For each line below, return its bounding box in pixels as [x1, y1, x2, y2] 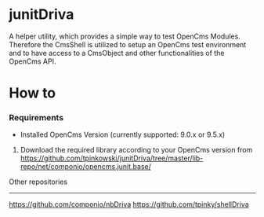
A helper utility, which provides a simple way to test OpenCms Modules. [9, 31, 241, 41]
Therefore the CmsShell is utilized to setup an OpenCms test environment [9, 39, 247, 49]
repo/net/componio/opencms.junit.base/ [20, 162, 151, 171]
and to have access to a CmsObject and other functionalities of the [9, 48, 225, 57]
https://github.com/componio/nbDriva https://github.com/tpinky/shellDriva [9, 200, 249, 209]
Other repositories [9, 177, 68, 186]
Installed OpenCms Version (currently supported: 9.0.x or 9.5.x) [20, 130, 226, 139]
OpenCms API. [9, 57, 56, 66]
